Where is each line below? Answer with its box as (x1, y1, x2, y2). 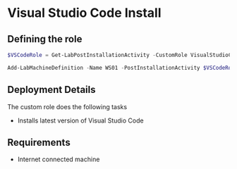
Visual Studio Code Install (7, 5, 162, 21)
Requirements (7, 136, 71, 149)
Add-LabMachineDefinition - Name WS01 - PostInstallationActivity (7, 64, 200, 71)
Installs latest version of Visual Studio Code (17, 116, 144, 125)
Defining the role (7, 33, 83, 45)
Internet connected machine (17, 155, 100, 163)
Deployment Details (7, 84, 96, 96)
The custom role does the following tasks (7, 102, 128, 111)
